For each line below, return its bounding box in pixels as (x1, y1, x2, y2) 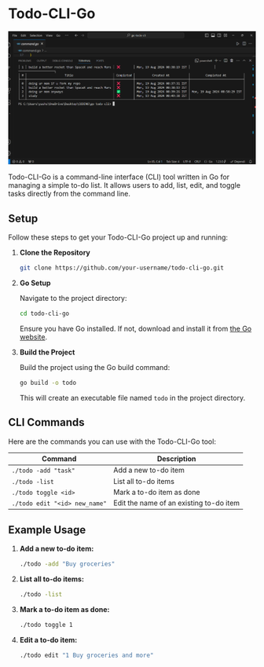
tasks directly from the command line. (8, 189, 131, 199)
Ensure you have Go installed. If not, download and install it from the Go (19, 324, 252, 333)
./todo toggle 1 (19, 621, 73, 629)
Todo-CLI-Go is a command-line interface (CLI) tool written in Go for (8, 172, 230, 181)
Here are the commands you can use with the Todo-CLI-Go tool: (8, 437, 216, 446)
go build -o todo (19, 379, 77, 387)
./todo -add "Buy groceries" (19, 560, 115, 568)
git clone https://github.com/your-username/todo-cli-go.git (19, 264, 225, 272)
